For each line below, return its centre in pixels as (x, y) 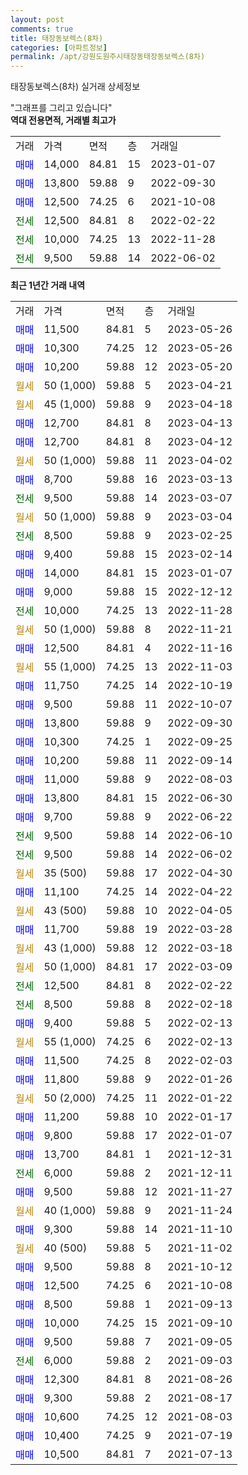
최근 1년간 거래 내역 (48, 285)
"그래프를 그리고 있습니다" (61, 108)
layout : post (37, 19)
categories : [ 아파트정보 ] (59, 47)
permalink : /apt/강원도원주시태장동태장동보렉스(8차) (108, 57)
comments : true (42, 29)
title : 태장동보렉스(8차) (57, 38)
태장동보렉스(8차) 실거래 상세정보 (75, 87)
